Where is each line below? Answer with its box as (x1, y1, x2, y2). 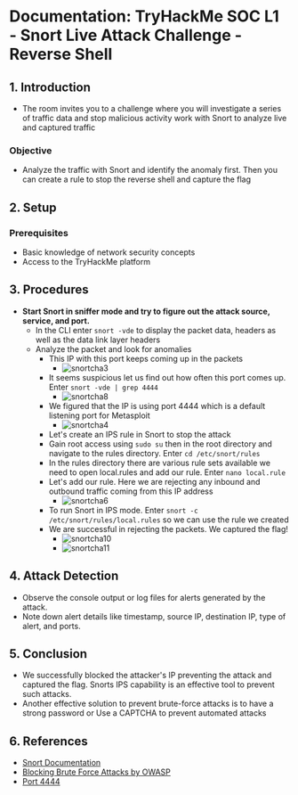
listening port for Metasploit (48, 410, 151, 421)
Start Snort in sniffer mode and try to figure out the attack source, (21, 306, 270, 316)
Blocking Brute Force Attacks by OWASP (21, 766, 171, 777)
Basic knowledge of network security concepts (21, 247, 196, 258)
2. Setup (9, 200, 57, 215)
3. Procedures (9, 283, 89, 298)
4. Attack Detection (9, 569, 119, 584)
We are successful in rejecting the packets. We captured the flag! (48, 523, 289, 534)
